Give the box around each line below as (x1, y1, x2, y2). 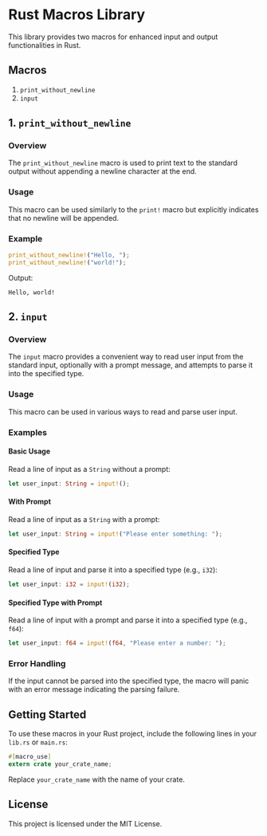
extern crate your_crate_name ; (8, 759, 112, 768)
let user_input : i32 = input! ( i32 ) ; (8, 580, 130, 589)
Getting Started (8, 708, 87, 721)
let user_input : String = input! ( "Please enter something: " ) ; (8, 530, 223, 538)
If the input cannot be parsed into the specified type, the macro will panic (8, 676, 249, 686)
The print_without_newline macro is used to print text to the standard (8, 158, 238, 168)
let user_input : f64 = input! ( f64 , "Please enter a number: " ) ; (8, 639, 226, 647)
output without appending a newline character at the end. (8, 167, 197, 176)
